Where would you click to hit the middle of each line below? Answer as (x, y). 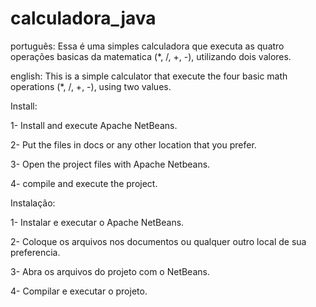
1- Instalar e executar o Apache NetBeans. (97, 222)
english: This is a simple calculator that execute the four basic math (149, 76)
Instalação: (33, 203)
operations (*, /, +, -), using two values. (91, 86)
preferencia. (35, 252)
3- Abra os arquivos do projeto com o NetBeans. (110, 271)
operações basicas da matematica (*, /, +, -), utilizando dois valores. (151, 56)
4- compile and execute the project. (84, 183)
